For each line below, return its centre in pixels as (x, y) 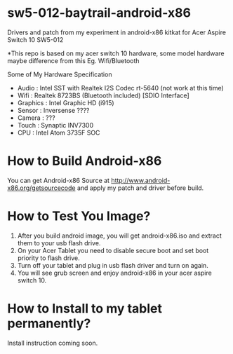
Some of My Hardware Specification (60, 74)
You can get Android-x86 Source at (59, 180)
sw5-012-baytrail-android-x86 (99, 13)
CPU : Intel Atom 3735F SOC (59, 132)
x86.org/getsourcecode (41, 188)
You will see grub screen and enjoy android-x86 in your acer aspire (114, 273)
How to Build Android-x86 (85, 161)
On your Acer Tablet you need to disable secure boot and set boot (113, 250)
